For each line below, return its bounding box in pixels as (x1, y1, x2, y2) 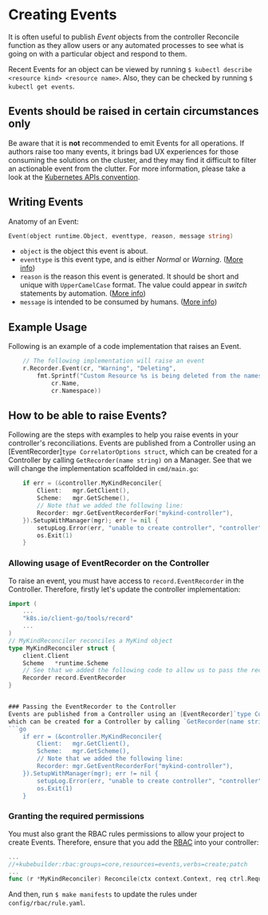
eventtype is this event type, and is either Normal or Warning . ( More (19, 255, 243, 264)
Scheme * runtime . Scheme (22, 659, 109, 667)
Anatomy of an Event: (8, 216, 80, 226)
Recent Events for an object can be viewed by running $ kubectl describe (8, 64, 253, 73)
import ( (8, 600, 37, 608)
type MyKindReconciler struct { (8, 644, 116, 652)
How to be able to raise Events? (8, 409, 167, 422)
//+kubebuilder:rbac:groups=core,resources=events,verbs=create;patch (8, 860, 248, 868)
